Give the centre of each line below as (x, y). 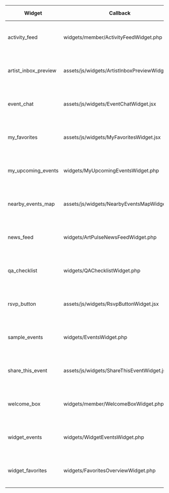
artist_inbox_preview (32, 71)
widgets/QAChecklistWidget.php (102, 270)
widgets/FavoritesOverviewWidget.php (110, 471)
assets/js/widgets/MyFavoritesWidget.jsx (112, 137)
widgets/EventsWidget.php (95, 337)
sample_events (25, 337)
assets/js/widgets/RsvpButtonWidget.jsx (111, 304)
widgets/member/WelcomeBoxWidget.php (114, 404)
